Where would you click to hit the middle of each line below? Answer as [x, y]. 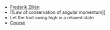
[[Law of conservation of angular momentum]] [58, 12]
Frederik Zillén [25, 7]
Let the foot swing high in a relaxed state [52, 17]
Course [17, 23]
